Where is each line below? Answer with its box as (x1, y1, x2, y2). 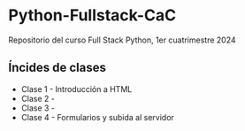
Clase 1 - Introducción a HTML (20, 83, 133, 94)
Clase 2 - (20, 93, 55, 104)
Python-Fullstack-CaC (8, 5, 177, 26)
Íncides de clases (8, 60, 107, 75)
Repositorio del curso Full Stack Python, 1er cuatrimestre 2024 (8, 35, 236, 45)
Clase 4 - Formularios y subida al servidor (20, 112, 174, 122)
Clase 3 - (20, 103, 55, 113)
